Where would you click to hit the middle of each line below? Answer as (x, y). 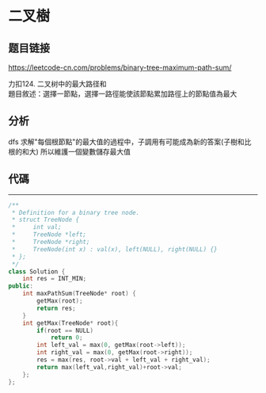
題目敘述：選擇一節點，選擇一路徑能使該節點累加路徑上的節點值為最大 (123, 93)
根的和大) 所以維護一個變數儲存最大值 (70, 151)
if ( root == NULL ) (65, 330)
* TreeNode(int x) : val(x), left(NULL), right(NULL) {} (114, 249)
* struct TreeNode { (46, 220)
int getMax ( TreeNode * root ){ (70, 323)
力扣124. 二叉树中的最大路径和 (57, 84)
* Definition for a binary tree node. (76, 212)
